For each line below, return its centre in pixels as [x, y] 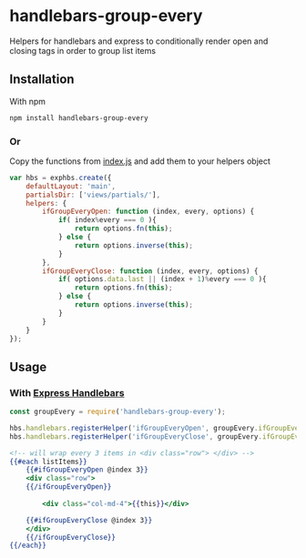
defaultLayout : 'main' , [71, 186]
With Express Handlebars [67, 392]
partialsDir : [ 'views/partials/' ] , [93, 195]
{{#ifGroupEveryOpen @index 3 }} [87, 470]
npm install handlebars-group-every [79, 118]
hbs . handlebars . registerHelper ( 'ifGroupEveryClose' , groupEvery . [136, 436]
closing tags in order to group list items [83, 50]
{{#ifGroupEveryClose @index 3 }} [89, 520]
